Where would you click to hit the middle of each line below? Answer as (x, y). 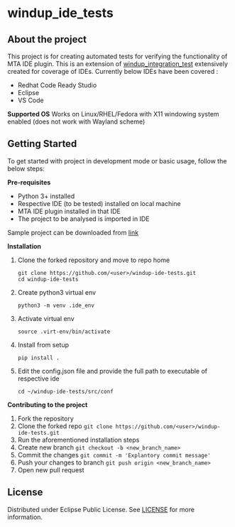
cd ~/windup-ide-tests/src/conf (65, 391)
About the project (47, 39)
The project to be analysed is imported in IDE (83, 219)
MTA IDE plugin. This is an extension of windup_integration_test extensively (118, 64)
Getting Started (42, 144)
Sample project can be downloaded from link (73, 232)
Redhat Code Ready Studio (57, 85)
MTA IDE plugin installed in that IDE (69, 211)
